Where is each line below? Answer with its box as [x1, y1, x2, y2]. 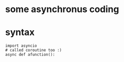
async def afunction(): [5, 52, 55, 57]
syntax [5, 27, 35, 38]
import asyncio [5, 43, 37, 48]
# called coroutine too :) [5, 48, 62, 53]
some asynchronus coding [5, 4, 119, 15]
